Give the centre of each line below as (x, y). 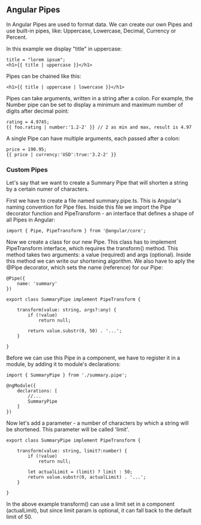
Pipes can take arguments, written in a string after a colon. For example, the (100, 98)
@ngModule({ (21, 386)
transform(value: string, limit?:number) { (72, 451)
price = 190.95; (26, 149)
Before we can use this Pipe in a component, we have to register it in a (93, 358)
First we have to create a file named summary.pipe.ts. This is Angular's (94, 201)
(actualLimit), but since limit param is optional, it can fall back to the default (99, 511)
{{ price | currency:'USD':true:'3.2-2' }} (61, 154)
